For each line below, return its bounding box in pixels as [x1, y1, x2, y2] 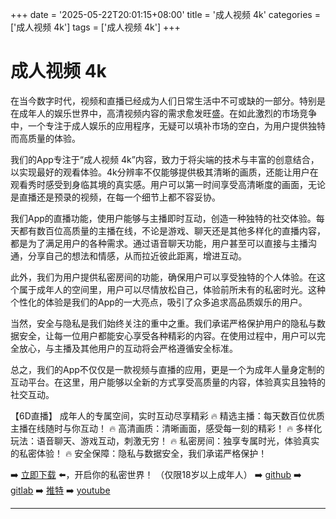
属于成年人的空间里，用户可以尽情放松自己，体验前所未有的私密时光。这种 [18, 283, 326, 295]
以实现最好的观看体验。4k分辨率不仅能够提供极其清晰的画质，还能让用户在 [10, 166, 319, 178]
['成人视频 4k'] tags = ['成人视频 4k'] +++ [10, 21, 181, 33]
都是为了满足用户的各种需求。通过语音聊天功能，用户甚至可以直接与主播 [10, 237, 308, 249]
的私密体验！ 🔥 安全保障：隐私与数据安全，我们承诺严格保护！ [10, 447, 268, 459]
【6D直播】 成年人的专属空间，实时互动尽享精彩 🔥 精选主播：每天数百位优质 [10, 409, 325, 422]
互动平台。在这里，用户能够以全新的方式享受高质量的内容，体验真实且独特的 [10, 376, 326, 388]
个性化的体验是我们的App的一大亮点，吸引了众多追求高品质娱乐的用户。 [10, 296, 308, 308]
